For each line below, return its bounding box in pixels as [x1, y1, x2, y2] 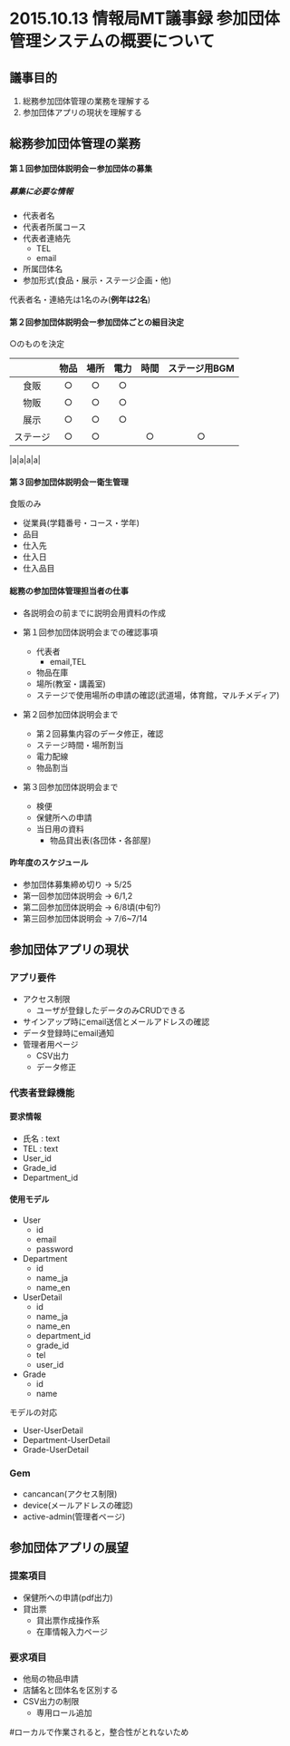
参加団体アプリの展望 [9, 1540, 129, 1556]
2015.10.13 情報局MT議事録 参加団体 [9, 8, 281, 29]
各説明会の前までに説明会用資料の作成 [22, 607, 166, 618]
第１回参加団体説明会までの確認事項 [22, 627, 159, 638]
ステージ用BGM [167, 362, 235, 375]
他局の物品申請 [22, 1673, 79, 1684]
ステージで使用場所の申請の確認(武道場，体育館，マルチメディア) [35, 689, 280, 700]
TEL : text [22, 1143, 59, 1154]
